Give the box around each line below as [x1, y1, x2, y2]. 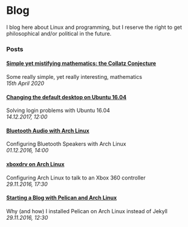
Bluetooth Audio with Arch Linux [6, 127, 89, 134]
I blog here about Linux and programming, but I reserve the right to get [6, 23, 183, 31]
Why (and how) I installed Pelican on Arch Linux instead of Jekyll [6, 207, 168, 214]
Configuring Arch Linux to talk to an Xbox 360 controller [6, 174, 146, 181]
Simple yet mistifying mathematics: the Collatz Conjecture [6, 60, 157, 67]
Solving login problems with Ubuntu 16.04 [6, 107, 111, 114]
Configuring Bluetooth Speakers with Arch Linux [6, 140, 126, 148]
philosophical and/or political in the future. [6, 30, 112, 37]
